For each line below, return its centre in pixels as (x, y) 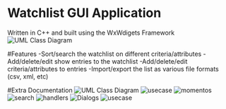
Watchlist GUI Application (84, 13)
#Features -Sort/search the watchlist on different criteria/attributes (105, 54)
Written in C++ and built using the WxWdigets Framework (91, 33)
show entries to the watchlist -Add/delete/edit (121, 61)
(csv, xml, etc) (28, 76)
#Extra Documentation (40, 90)
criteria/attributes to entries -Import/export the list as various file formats (113, 69)
